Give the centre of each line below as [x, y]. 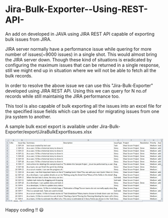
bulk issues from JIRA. [28, 39]
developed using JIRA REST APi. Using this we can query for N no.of [76, 91]
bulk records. [19, 76]
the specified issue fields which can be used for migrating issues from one [82, 111]
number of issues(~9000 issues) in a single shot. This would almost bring [81, 54]
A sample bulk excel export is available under [52, 126]
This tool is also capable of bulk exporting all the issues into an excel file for [83, 106]
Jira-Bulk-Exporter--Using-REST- [76, 9]
